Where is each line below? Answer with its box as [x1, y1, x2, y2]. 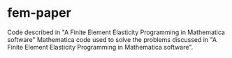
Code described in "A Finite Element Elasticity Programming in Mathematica [7, 28, 226, 36]
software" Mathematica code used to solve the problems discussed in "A [7, 35, 217, 43]
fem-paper [7, 5, 71, 21]
